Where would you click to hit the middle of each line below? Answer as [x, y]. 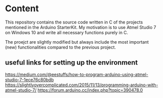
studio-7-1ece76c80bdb [29, 79]
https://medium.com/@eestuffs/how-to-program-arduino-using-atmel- [77, 74]
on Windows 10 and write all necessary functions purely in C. [67, 32]
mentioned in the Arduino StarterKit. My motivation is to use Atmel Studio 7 [81, 27]
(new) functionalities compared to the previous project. [60, 47]
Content [22, 9]
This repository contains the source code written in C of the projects [74, 22]
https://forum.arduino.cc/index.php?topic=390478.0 [90, 90]
